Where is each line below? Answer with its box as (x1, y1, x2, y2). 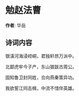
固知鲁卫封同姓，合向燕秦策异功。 (5, 74, 77, 80)
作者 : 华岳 (5, 22, 26, 28)
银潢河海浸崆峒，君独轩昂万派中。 (5, 53, 77, 59)
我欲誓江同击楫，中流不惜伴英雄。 (5, 85, 77, 91)
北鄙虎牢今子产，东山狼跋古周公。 (5, 64, 77, 70)
